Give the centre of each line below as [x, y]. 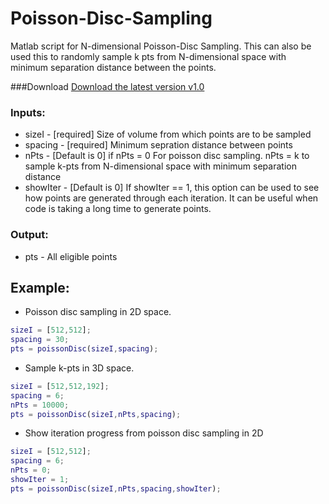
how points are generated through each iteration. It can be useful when [171, 198]
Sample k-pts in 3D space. [79, 368]
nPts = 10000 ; [40, 405]
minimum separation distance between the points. [113, 67]
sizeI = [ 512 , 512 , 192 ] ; [60, 386]
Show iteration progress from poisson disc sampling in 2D [144, 433]
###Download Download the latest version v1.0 [107, 86]
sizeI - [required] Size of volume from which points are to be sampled [168, 134]
